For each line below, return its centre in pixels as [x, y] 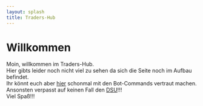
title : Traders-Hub [31, 18]
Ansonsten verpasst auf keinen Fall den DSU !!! [64, 90]
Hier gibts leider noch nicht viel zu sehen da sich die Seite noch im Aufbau [99, 71]
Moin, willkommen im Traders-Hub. [50, 64]
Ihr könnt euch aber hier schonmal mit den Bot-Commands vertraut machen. [101, 84]
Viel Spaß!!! [21, 96]
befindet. [18, 77]
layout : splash [25, 12]
